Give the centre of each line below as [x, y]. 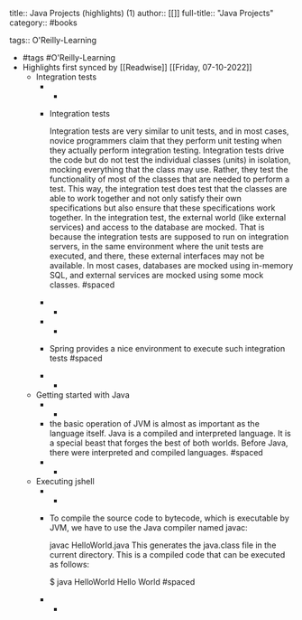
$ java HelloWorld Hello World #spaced [122, 582]
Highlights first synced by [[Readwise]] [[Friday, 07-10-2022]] [137, 67]
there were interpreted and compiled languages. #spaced [156, 452]
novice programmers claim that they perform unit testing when [165, 141]
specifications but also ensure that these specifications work [162, 208]
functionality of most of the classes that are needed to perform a [169, 179]
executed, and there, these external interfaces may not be [157, 256]
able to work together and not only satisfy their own [145, 198]
